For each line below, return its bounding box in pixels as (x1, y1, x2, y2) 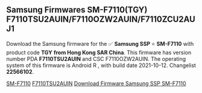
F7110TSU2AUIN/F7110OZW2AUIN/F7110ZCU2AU (6, 14, 196, 25)
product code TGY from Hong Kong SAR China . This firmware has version (6, 48, 192, 56)
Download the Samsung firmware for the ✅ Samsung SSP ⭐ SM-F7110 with (6, 40, 194, 47)
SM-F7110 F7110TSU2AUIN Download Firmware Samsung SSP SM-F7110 (6, 80, 186, 87)
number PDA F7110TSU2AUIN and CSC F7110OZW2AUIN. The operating (6, 55, 186, 62)
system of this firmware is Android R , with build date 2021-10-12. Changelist (6, 62, 196, 69)
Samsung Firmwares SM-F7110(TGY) (6, 5, 148, 15)
